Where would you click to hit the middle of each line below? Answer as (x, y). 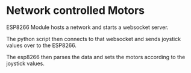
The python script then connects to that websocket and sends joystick (94, 39)
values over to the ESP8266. (42, 45)
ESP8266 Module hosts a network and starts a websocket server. (87, 27)
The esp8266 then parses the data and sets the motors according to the (96, 57)
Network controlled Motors (75, 11)
